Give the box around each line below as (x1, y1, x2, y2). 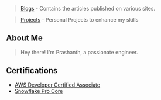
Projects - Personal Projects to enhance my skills (20, 16, 139, 23)
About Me (6, 33, 43, 43)
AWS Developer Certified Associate (14, 81, 101, 88)
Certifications (6, 65, 58, 75)
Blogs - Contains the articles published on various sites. (20, 5, 155, 12)
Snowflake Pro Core (14, 87, 63, 94)
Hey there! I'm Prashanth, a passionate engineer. (20, 49, 138, 56)
